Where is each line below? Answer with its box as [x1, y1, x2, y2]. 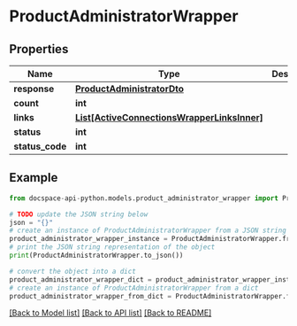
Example [9, 170, 58, 185]
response [13, 82, 55, 95]
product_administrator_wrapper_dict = [9, 275, 152, 284]
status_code [13, 140, 67, 152]
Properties [9, 42, 69, 57]
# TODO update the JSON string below [9, 210, 148, 219]
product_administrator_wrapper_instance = [9, 235, 168, 244]
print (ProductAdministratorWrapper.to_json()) [9, 251, 184, 260]
